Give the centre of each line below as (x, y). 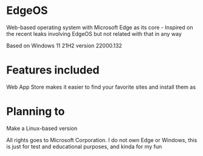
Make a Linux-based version (42, 128)
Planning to (36, 111)
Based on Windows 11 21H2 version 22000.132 (64, 46)
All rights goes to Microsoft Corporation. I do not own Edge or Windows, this (102, 140)
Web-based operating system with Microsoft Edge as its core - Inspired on (100, 27)
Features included (53, 70)
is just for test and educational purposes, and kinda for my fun (84, 146)
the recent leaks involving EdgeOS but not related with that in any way (94, 33)
